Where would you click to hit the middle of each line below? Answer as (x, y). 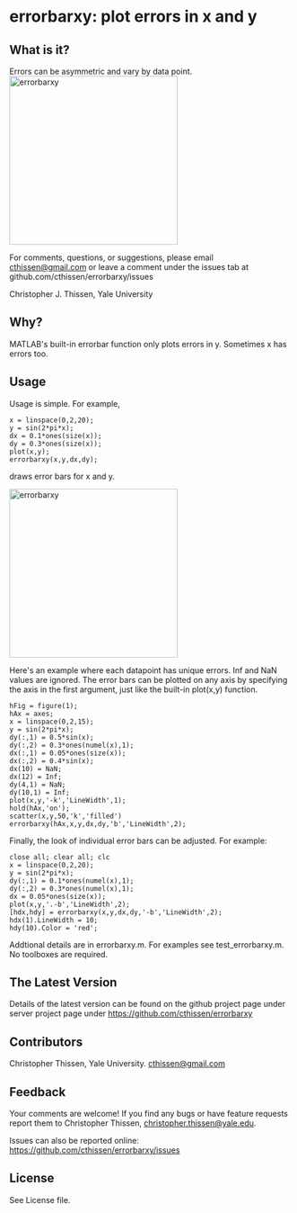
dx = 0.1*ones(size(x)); (56, 436)
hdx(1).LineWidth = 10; (54, 920)
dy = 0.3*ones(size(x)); (56, 444)
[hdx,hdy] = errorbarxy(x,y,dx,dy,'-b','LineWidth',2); (116, 912)
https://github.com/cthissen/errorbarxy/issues (95, 1150)
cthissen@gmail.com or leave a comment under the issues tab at (129, 267)
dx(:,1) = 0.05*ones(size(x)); (68, 753)
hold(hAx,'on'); (39, 808)
